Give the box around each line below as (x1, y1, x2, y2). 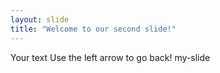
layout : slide (10, 14, 70, 25)
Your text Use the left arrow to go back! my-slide (10, 51, 211, 63)
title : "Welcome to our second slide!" (10, 24, 177, 34)
